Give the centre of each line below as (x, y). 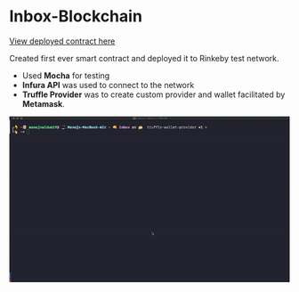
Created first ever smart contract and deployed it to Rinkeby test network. (144, 58)
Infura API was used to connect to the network (108, 85)
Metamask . (43, 103)
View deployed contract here (62, 41)
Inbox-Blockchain (76, 16)
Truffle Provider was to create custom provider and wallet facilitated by (154, 94)
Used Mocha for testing (66, 75)
